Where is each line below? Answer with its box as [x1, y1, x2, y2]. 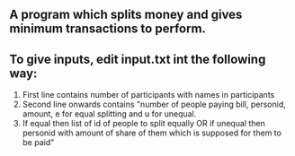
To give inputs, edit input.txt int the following [9, 51, 266, 66]
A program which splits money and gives [9, 7, 243, 22]
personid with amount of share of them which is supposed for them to [22, 127, 282, 138]
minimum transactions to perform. [9, 22, 207, 37]
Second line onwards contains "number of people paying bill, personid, [22, 99, 286, 110]
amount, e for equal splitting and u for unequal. [22, 108, 197, 119]
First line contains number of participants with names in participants [22, 90, 275, 100]
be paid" [22, 137, 55, 148]
